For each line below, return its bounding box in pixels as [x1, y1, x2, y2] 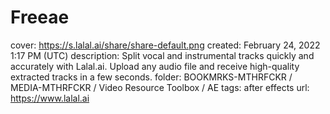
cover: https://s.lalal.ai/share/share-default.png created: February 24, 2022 [10, 39, 321, 51]
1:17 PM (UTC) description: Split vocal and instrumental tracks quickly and [10, 49, 315, 61]
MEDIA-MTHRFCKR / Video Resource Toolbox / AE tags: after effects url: [10, 81, 310, 93]
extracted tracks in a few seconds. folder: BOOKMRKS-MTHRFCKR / [10, 71, 293, 83]
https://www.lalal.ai [10, 92, 90, 104]
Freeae [10, 6, 70, 29]
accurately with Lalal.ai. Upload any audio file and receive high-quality [10, 60, 300, 72]
